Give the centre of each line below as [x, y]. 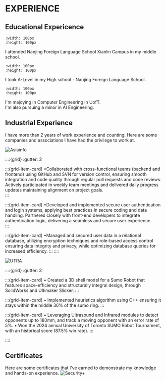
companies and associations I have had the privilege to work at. [70, 140]
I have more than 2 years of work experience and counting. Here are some [81, 135]
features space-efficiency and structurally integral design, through [73, 285]
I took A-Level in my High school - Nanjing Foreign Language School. [76, 79]
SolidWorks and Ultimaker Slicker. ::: [42, 290]
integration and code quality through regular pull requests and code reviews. [83, 179]
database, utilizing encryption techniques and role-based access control [79, 240]
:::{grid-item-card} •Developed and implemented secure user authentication [83, 205]
